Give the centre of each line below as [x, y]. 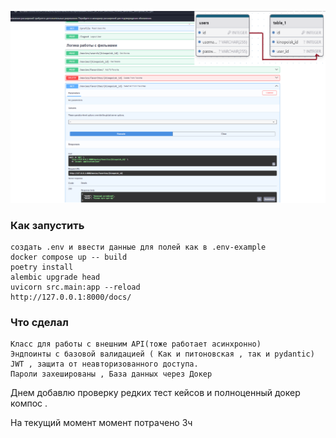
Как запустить [47, 225]
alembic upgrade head [55, 277]
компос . [29, 403]
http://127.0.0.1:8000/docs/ [71, 297]
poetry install [42, 267]
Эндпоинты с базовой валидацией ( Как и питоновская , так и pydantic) [162, 354]
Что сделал [39, 322]
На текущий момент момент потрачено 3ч [101, 423]
